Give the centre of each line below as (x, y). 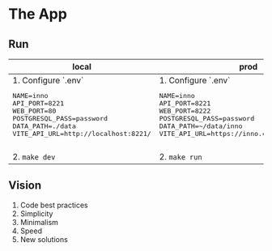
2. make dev (34, 157)
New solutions (44, 239)
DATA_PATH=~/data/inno (201, 126)
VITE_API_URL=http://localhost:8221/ (82, 134)
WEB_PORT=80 (34, 111)
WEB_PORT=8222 (185, 111)
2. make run (181, 157)
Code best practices (54, 205)
